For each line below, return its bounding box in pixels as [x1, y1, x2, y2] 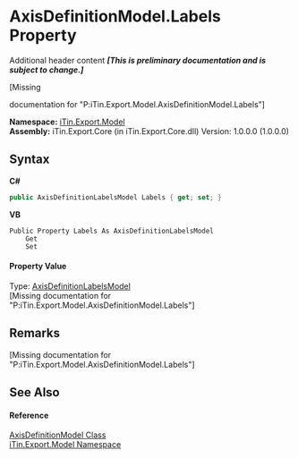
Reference [9, 410, 49, 420]
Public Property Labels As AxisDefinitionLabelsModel [9, 226, 215, 235]
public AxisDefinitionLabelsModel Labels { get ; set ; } [9, 192, 222, 202]
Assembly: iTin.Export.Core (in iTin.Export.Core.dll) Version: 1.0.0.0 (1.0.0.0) [9, 125, 289, 136]
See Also [9, 385, 60, 400]
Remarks [9, 326, 61, 341]
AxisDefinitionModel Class [9, 429, 106, 440]
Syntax [9, 152, 50, 167]
